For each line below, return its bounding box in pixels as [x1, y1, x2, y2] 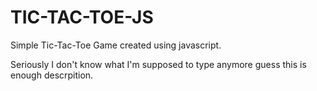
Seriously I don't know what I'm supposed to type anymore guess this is [10, 58, 307, 70]
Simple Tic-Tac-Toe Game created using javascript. [10, 39, 222, 51]
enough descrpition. [10, 69, 94, 81]
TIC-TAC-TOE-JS [10, 6, 154, 29]
